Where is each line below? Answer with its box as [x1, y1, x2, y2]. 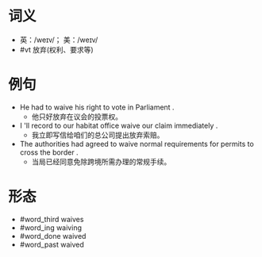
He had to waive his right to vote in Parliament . [19, 102, 175, 112]
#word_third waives [19, 214, 84, 224]
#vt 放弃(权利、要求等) [19, 44, 94, 54]
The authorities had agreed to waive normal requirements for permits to [19, 139, 254, 148]
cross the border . [19, 148, 79, 157]
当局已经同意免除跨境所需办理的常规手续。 [31, 156, 171, 167]
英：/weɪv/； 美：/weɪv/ [19, 35, 98, 44]
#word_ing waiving [19, 223, 82, 232]
